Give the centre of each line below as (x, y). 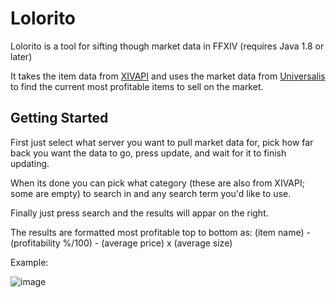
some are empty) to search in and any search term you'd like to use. (151, 193)
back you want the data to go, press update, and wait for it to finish (148, 153)
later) (21, 56)
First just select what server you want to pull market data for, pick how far (162, 142)
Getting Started (59, 118)
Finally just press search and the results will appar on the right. (139, 213)
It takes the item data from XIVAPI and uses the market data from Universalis (168, 76)
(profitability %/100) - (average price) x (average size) (121, 243)
